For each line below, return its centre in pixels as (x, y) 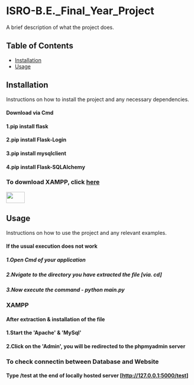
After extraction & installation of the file (56, 319)
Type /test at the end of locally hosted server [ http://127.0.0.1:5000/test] (97, 376)
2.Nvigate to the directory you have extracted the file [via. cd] (84, 275)
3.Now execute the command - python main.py (66, 289)
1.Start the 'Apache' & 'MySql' (44, 333)
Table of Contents (40, 46)
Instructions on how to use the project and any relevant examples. (86, 232)
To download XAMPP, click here (53, 182)
